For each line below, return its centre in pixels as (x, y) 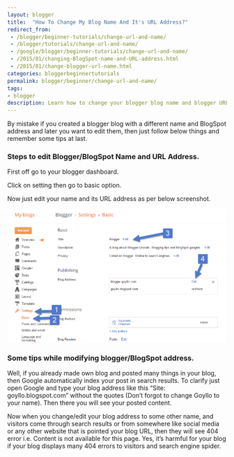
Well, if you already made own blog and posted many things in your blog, (112, 373)
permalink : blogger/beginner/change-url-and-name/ (82, 81)
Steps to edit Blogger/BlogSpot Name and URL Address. (103, 157)
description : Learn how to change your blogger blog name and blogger (112, 103)
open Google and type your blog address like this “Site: (86, 388)
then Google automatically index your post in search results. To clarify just (114, 381)
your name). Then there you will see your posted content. (89, 403)
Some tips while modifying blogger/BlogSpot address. (101, 358)
